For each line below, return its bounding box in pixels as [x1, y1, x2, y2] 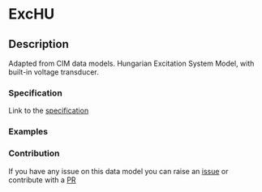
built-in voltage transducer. [8, 67, 99, 77]
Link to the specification [8, 106, 89, 116]
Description [8, 37, 69, 51]
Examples [8, 126, 49, 138]
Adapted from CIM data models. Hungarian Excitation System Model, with [8, 58, 255, 68]
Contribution [8, 147, 60, 159]
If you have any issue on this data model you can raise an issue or [8, 166, 229, 176]
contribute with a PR [8, 175, 76, 185]
